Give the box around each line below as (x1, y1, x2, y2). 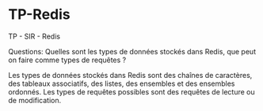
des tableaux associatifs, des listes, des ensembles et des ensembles (8, 79, 235, 88)
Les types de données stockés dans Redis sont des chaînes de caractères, (8, 70, 253, 80)
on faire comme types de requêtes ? (8, 55, 127, 65)
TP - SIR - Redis (8, 31, 61, 41)
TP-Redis (8, 6, 71, 24)
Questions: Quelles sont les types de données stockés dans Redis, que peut (8, 46, 256, 56)
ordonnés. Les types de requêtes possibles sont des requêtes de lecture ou (8, 87, 255, 96)
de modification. (8, 95, 62, 105)
